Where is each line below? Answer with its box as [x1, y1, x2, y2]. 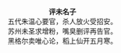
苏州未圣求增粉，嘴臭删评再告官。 [8, 26, 117, 36]
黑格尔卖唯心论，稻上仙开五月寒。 [8, 37, 117, 45]
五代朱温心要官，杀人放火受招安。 [8, 17, 117, 26]
